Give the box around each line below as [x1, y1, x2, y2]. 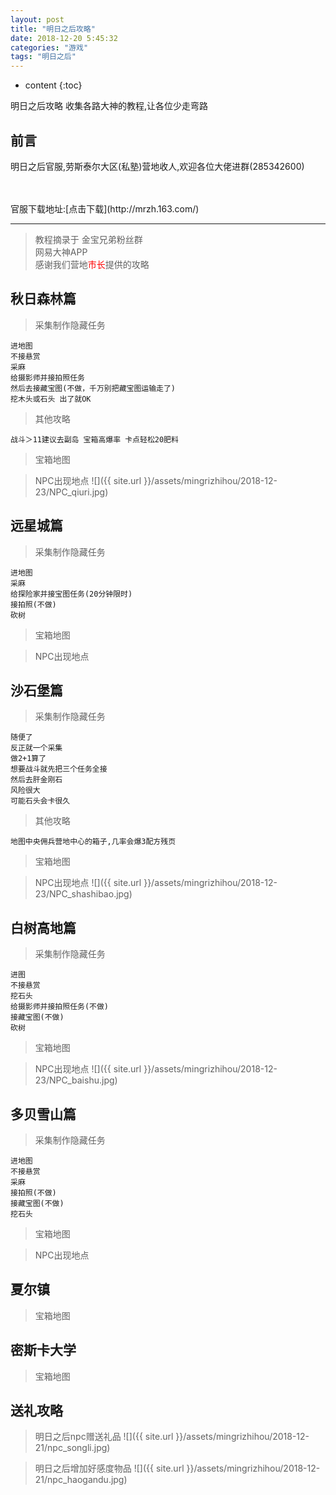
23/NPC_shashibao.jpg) [34, 888, 133, 900]
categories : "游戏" [10, 42, 89, 53]
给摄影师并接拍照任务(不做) [10, 1002, 110, 1012]
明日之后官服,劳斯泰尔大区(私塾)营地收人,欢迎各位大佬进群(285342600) [10, 160, 305, 172]
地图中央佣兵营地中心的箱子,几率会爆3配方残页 [10, 837, 177, 847]
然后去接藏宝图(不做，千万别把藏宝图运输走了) [10, 383, 177, 393]
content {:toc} [24, 79, 83, 91]
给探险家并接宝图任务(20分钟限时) [10, 589, 133, 599]
